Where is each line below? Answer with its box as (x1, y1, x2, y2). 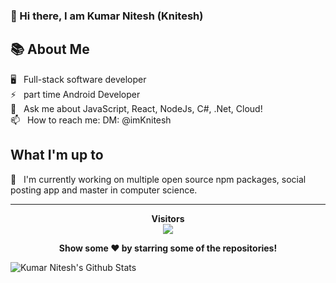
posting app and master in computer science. (10, 184, 198, 196)
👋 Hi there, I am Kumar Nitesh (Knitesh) (10, 9, 204, 23)
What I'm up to (10, 147, 104, 164)
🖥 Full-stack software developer (10, 73, 147, 85)
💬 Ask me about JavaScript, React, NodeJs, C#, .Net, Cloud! (10, 102, 263, 114)
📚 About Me (10, 41, 90, 58)
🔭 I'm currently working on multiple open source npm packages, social (10, 173, 307, 185)
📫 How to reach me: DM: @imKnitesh (10, 114, 172, 126)
